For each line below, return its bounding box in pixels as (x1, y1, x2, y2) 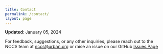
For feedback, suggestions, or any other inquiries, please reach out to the (5, 39, 153, 44)
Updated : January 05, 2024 (5, 29, 62, 35)
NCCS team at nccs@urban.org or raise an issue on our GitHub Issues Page (5, 44, 158, 50)
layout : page (5, 16, 32, 21)
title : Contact (5, 7, 36, 12)
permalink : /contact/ (5, 12, 49, 16)
